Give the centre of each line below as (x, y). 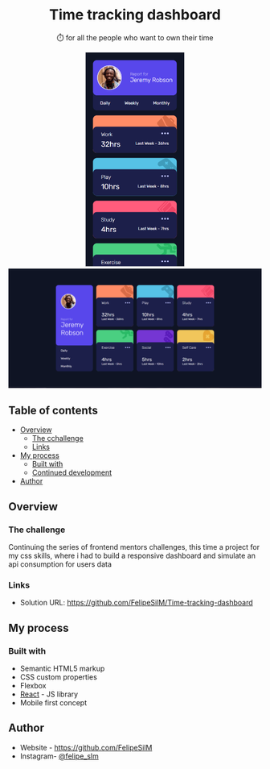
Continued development (72, 472)
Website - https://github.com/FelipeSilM (86, 747)
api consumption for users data (60, 564)
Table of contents (53, 410)
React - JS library (49, 694)
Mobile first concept (53, 702)
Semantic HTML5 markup (62, 668)
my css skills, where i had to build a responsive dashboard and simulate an (132, 555)
